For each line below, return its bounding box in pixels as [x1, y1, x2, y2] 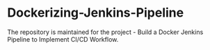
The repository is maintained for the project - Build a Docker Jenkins [7, 28, 204, 36]
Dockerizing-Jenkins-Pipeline [7, 5, 184, 21]
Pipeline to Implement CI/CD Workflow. [7, 35, 119, 43]
